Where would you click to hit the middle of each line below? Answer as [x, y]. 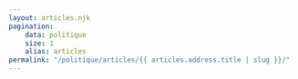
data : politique [56, 35]
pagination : [31, 26]
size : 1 [39, 43]
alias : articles [56, 52]
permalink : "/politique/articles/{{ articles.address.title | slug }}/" [149, 60]
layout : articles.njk [50, 18]
